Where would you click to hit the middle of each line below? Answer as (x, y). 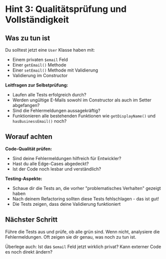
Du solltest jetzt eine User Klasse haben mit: (50, 50)
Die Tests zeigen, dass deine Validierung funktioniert (67, 204)
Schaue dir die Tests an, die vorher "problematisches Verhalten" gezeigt (86, 188)
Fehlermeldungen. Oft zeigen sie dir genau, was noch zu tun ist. (71, 237)
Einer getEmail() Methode (39, 65)
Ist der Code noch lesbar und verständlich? (57, 169)
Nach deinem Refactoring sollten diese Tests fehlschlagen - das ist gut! (86, 199)
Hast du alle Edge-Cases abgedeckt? (50, 164)
